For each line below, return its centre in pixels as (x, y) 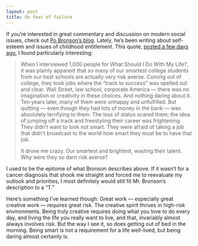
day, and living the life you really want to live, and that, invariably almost (93, 217)
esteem (15, 46)
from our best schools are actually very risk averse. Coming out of (101, 77)
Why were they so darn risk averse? (64, 157)
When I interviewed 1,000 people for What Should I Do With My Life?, (104, 64)
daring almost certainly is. (37, 236)
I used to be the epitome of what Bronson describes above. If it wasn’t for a (98, 168)
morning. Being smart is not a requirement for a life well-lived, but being (93, 230)
